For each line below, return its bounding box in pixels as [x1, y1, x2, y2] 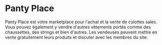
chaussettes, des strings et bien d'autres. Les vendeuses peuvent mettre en [5, 29, 158, 35]
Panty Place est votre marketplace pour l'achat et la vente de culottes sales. [5, 19, 157, 25]
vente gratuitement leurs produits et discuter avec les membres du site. [5, 34, 148, 40]
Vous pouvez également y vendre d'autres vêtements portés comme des [5, 24, 151, 30]
